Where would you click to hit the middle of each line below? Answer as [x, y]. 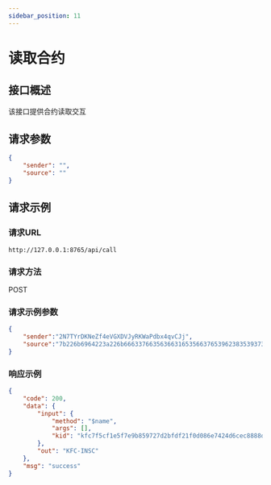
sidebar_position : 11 [45, 16]
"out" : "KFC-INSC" [68, 451]
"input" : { [56, 413]
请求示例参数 [33, 312]
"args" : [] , [71, 429]
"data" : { [40, 406]
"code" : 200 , [45, 398]
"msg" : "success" [52, 466]
